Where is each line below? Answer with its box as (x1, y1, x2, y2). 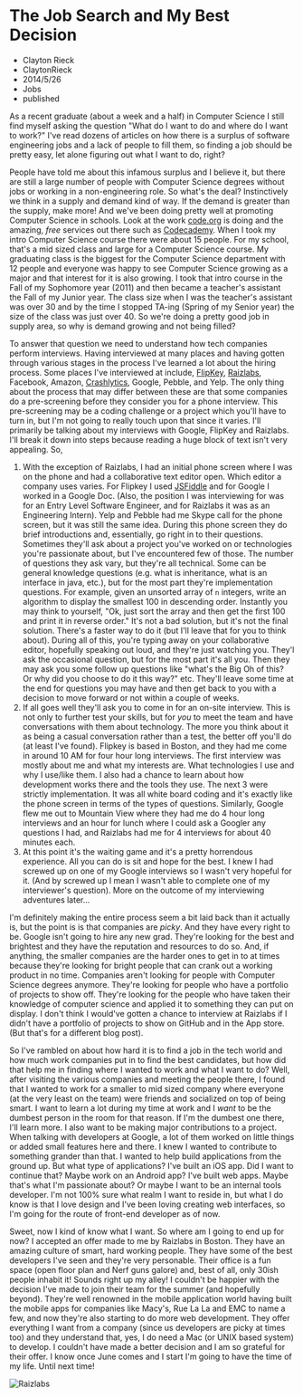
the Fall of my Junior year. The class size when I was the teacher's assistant (9, 292, 293, 302)
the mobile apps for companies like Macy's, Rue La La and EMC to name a (9, 1303, 286, 1314)
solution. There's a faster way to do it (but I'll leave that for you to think (22, 625, 287, 636)
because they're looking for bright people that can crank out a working (9, 960, 273, 971)
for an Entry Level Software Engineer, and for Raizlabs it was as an (22, 500, 270, 511)
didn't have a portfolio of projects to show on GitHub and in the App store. (9, 1018, 285, 1029)
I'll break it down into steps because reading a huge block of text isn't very (9, 434, 288, 445)
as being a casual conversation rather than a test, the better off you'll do (22, 731, 292, 742)
